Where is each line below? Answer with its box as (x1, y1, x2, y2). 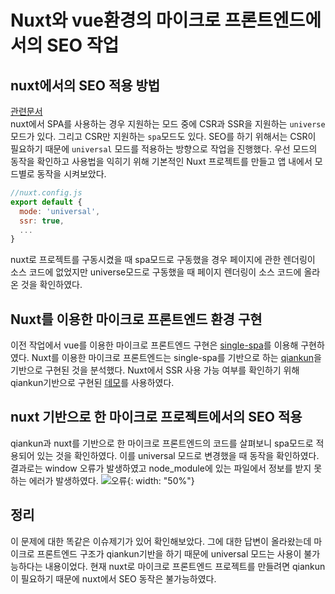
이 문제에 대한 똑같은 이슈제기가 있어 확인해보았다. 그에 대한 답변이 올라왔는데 (10, 535, 312, 547)
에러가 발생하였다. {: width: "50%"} (28, 474, 195, 486)
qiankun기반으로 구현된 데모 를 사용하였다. (10, 377, 175, 389)
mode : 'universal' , (19, 206, 101, 216)
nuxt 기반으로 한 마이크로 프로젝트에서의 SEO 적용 (10, 409, 303, 426)
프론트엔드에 (224, 9, 322, 32)
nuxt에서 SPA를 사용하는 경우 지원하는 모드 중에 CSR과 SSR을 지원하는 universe (10, 118, 326, 130)
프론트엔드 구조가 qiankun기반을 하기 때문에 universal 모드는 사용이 (36, 547, 302, 560)
